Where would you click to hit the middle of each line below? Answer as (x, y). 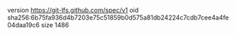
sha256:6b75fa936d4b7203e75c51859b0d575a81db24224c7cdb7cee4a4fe (118, 17)
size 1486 (55, 25)
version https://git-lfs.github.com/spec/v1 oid (73, 10)
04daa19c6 (24, 25)
